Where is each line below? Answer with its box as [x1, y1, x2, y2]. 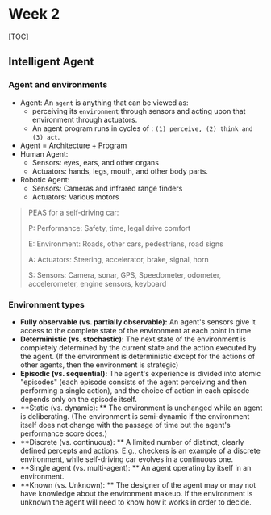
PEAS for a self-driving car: [27, 207, 119, 217]
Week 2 [8, 5, 60, 23]
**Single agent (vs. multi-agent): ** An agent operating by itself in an [19, 463, 252, 472]
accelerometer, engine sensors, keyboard [27, 278, 167, 288]
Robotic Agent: [19, 174, 70, 184]
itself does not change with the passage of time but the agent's [19, 420, 231, 429]
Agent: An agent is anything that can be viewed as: [19, 98, 189, 107]
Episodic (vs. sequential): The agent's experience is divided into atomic [19, 368, 261, 378]
